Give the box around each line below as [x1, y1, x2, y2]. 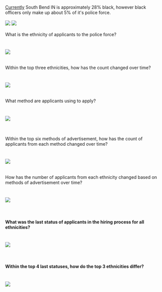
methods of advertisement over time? [5, 179, 82, 185]
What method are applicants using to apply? [5, 98, 96, 104]
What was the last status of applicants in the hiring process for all [5, 219, 144, 225]
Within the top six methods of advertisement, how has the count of [5, 135, 143, 142]
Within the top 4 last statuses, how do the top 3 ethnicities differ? [5, 263, 144, 269]
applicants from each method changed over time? [5, 141, 108, 147]
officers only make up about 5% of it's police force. [5, 10, 111, 16]
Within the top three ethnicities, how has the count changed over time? [5, 65, 151, 71]
